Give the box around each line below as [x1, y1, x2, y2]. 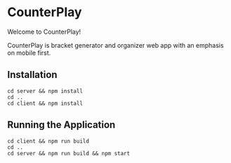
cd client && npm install [7, 100, 83, 107]
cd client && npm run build [7, 138, 90, 145]
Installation [7, 69, 58, 81]
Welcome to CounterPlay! [7, 27, 81, 36]
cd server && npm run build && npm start [7, 150, 131, 157]
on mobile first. [7, 48, 51, 57]
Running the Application [7, 119, 116, 131]
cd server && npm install [7, 87, 83, 95]
